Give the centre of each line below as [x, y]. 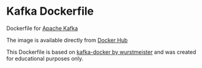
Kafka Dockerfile [50, 11]
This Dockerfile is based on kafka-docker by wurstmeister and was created [101, 52]
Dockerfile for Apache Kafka [42, 28]
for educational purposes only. [45, 58]
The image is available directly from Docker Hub [67, 40]
